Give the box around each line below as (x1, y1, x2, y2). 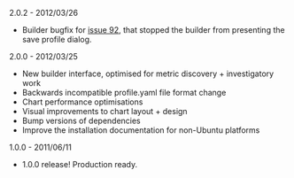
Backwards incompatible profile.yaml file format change (21, 88, 227, 97)
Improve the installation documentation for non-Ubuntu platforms (21, 125, 260, 135)
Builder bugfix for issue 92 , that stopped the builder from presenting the (21, 25, 285, 35)
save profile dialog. (21, 35, 92, 44)
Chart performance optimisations (21, 97, 143, 107)
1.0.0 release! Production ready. (21, 159, 138, 169)
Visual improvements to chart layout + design (21, 106, 188, 116)
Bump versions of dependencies (21, 115, 142, 126)
